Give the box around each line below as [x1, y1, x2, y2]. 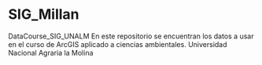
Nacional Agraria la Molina [8, 48, 94, 57]
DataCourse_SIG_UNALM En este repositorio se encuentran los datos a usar [8, 31, 254, 41]
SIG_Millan [8, 5, 80, 23]
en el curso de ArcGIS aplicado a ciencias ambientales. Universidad [8, 39, 227, 49]
